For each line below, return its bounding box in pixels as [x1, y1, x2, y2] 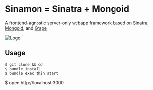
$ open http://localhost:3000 [5, 79, 64, 85]
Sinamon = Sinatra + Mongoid [5, 3, 130, 15]
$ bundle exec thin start [5, 71, 58, 76]
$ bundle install [5, 66, 41, 71]
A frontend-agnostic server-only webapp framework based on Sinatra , [5, 20, 149, 26]
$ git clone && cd [5, 62, 43, 67]
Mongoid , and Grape [5, 25, 47, 31]
